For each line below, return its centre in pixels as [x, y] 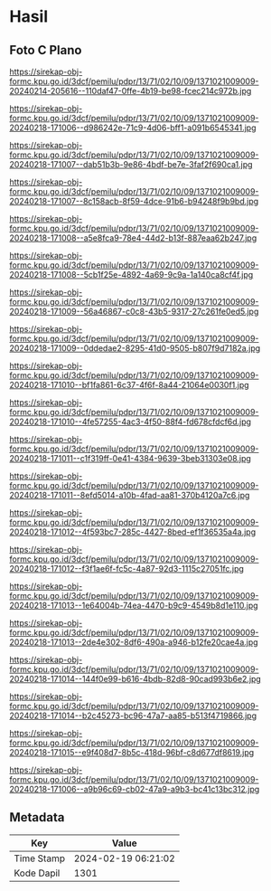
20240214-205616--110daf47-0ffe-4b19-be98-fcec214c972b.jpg [131, 91]
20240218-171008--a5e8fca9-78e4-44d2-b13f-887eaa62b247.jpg [133, 238]
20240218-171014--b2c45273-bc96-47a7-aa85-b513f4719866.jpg [133, 716]
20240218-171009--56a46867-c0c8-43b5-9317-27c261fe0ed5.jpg [134, 311]
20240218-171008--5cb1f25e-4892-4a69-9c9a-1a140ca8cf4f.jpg [131, 275]
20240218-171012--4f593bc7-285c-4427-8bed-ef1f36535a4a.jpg [132, 532]
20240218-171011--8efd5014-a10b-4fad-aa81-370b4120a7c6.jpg [130, 495]
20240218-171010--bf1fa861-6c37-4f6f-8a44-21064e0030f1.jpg [130, 385]
